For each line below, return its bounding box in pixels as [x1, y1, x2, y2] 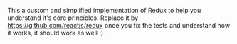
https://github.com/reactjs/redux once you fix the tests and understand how [7, 21, 230, 29]
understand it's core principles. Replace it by [7, 13, 139, 22]
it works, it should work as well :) [7, 28, 104, 37]
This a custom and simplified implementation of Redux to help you [7, 6, 201, 14]
